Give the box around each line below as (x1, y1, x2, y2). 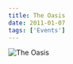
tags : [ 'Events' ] (8, 26, 66, 34)
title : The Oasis (8, 11, 66, 20)
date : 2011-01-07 (8, 19, 66, 27)
